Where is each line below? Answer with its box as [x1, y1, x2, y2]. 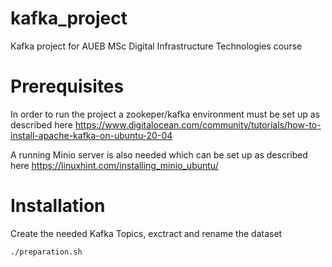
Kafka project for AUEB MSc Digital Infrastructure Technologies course [10, 40, 303, 52]
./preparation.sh [10, 247, 83, 257]
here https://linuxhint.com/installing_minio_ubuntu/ [10, 159, 219, 171]
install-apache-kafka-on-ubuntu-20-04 [10, 129, 173, 141]
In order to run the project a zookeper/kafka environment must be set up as [10, 108, 320, 120]
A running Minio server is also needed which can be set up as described [10, 148, 308, 161]
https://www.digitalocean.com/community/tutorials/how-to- [74, 118, 322, 131]
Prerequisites [10, 75, 125, 98]
